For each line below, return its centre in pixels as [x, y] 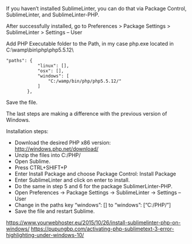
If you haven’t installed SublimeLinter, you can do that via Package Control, [96, 9]
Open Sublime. [32, 161]
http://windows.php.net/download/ [56, 149]
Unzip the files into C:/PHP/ [47, 155]
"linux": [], [53, 66]
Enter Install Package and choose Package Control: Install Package [95, 174]
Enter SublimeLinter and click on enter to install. [72, 180]
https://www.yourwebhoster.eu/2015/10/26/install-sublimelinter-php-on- [93, 223]
